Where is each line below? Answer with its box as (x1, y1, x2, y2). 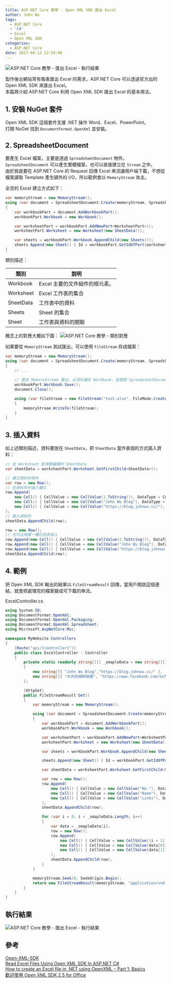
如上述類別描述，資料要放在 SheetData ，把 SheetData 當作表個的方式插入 (5, 445, 157, 451)
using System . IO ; (5, 607, 42, 613)
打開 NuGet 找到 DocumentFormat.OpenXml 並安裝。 (5, 126, 110, 132)
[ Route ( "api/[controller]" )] (14, 645, 76, 650)
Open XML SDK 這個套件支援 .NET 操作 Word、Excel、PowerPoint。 (5, 120, 149, 126)
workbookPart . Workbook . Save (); (14, 382, 81, 387)
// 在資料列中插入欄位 (5, 485, 47, 490)
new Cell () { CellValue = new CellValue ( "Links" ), (50, 795, 160, 801)
